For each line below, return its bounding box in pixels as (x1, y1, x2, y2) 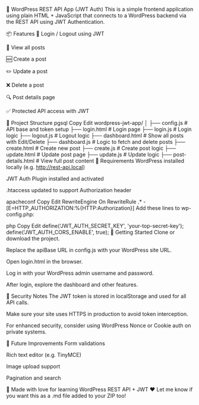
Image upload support (6, 363, 61, 370)
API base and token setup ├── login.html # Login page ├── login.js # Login (6, 125, 192, 133)
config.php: (6, 211, 34, 218)
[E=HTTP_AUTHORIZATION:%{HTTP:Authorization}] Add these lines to (6, 205, 180, 211)
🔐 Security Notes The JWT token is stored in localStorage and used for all (6, 293, 187, 300)
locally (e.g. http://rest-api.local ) (6, 164, 85, 171)
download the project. (6, 235, 60, 242)
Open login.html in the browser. (6, 258, 83, 265)
